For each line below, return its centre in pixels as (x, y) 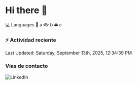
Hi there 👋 (26, 10)
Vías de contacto (27, 66)
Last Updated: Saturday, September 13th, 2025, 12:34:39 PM (68, 53)
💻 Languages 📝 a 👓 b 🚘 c (34, 24)
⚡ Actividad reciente (31, 40)
